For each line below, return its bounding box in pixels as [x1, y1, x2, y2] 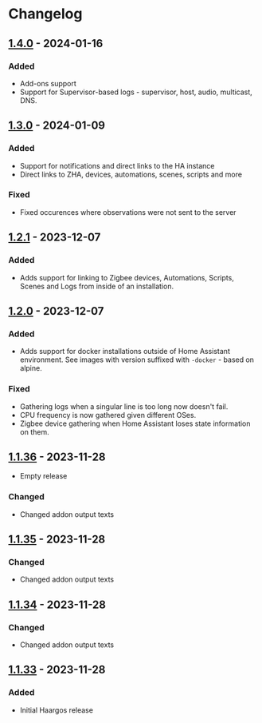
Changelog [8, 5, 83, 23]
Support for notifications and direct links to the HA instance [19, 161, 215, 170]
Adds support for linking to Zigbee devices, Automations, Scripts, [19, 272, 235, 282]
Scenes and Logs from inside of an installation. [19, 281, 174, 291]
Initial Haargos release [19, 705, 94, 715]
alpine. [19, 363, 42, 373]
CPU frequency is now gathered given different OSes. [19, 410, 197, 419]
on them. [19, 427, 49, 436]
